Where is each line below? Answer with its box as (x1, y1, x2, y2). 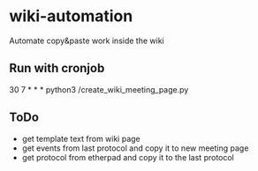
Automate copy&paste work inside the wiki (9, 35, 165, 46)
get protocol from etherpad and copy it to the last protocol (21, 152, 234, 162)
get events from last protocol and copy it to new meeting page (21, 143, 249, 153)
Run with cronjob (9, 61, 105, 76)
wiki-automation (9, 6, 133, 26)
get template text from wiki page (21, 133, 141, 144)
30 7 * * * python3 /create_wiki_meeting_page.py (9, 84, 189, 94)
